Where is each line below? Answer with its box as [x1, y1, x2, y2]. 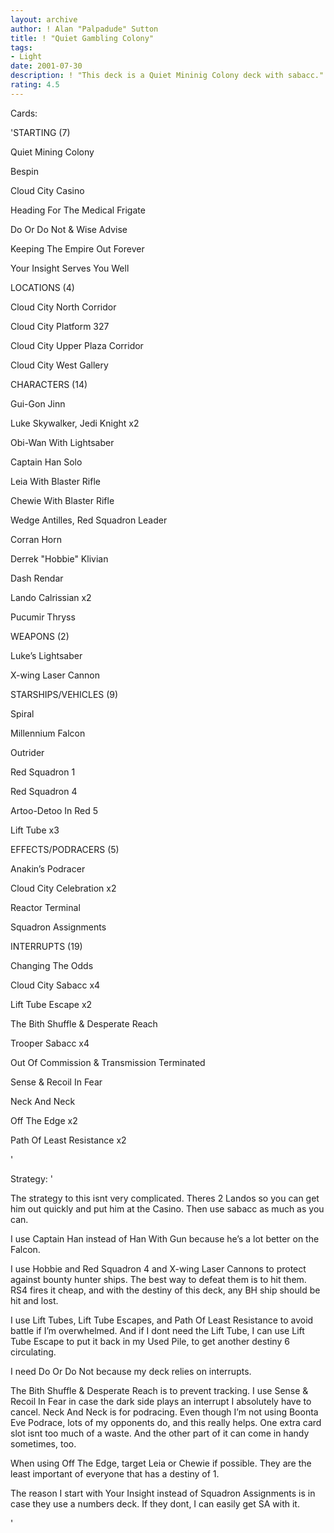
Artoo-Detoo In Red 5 [10, 804, 99, 816]
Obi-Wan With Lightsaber [10, 436, 115, 448]
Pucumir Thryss [10, 611, 76, 623]
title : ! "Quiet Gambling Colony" [10, 33, 155, 43]
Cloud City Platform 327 [10, 320, 110, 332]
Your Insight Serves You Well [10, 262, 130, 274]
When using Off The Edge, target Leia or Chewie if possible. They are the [10, 1457, 312, 1469]
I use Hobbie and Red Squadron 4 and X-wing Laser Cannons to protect [10, 1262, 307, 1275]
